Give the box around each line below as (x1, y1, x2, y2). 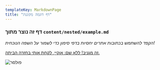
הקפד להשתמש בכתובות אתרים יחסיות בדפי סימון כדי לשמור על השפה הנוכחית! (5, 39, 155, 45)
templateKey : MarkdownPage (5, 7, 61, 12)
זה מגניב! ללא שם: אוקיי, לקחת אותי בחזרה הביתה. (5, 49, 100, 55)
